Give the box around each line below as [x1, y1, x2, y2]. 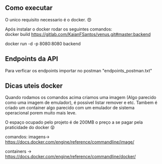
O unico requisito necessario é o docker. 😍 [5, 16, 92, 22]
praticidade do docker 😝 [5, 125, 55, 131]
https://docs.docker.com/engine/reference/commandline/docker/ [5, 154, 136, 160]
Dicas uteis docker [5, 82, 63, 90]
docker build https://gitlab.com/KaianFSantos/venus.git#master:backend [5, 31, 151, 37]
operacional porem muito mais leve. [5, 110, 77, 116]
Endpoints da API [5, 55, 58, 63]
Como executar [5, 4, 53, 12]
